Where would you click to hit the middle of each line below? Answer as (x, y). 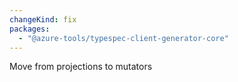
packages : (30, 29)
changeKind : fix (43, 19)
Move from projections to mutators (81, 67)
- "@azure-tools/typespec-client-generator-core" (123, 38)
